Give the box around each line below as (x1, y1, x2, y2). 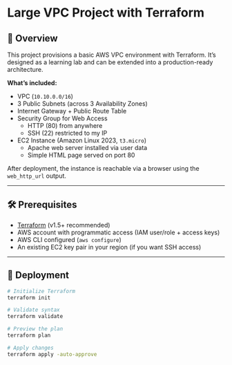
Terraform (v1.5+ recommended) (17, 221, 110, 229)
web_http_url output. (7, 171, 67, 180)
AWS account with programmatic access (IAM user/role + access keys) (17, 228, 220, 236)
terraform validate (7, 313, 64, 320)
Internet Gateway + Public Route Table (17, 107, 127, 115)
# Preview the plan (7, 326, 64, 333)
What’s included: (7, 79, 57, 87)
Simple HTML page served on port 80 (27, 151, 135, 159)
